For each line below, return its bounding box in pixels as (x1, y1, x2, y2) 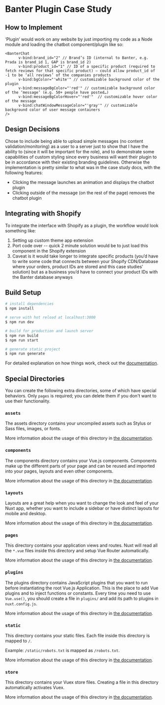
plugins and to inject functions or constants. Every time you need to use (5, 590, 151, 596)
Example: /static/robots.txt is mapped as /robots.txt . (5, 647, 120, 653)
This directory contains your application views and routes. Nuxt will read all (5, 542, 158, 548)
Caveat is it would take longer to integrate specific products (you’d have (12, 253, 159, 259)
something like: (5, 227, 36, 233)
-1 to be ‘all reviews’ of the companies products (5, 73, 111, 78)
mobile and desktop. (5, 511, 47, 517)
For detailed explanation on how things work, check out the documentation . (5, 360, 159, 366)
